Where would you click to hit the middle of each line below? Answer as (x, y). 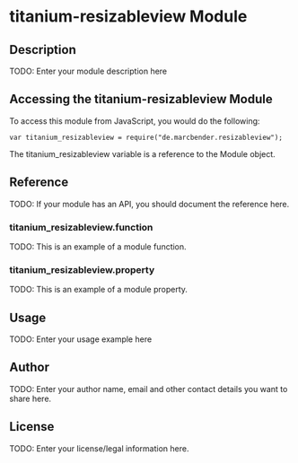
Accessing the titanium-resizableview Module (141, 99)
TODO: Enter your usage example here (81, 339)
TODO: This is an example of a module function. (98, 246)
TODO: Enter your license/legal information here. (99, 448)
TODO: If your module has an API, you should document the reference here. (149, 204)
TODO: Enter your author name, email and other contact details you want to (149, 389)
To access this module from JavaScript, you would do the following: (135, 121)
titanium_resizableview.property (82, 269)
